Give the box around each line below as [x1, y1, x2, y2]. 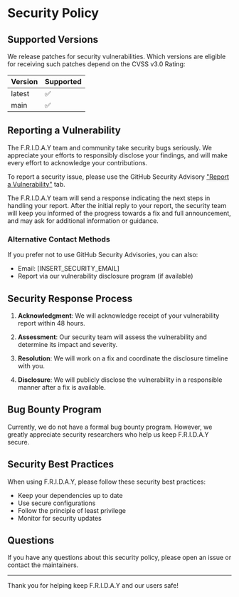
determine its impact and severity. [17, 340, 118, 348]
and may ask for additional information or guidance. [7, 216, 159, 225]
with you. [17, 361, 45, 370]
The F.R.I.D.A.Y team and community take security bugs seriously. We [7, 143, 212, 152]
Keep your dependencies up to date [17, 491, 123, 499]
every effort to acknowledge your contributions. [7, 158, 148, 167]
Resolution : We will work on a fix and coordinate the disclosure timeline [17, 354, 228, 363]
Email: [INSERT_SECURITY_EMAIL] [17, 264, 119, 273]
